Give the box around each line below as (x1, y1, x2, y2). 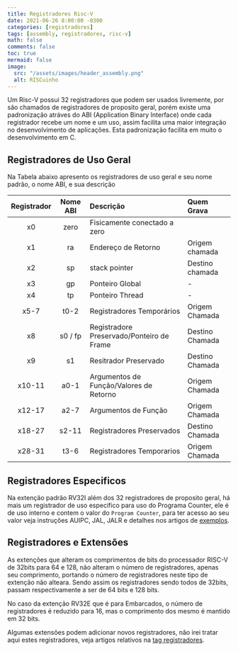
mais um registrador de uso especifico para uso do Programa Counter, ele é (7, 501, 229, 509)
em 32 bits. (7, 614, 40, 623)
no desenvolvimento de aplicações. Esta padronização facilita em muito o (7, 125, 222, 135)
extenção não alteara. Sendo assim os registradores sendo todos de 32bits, (7, 578, 229, 587)
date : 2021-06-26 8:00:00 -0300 (7, 17, 103, 24)
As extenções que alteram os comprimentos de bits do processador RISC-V (7, 555, 229, 564)
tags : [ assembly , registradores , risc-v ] (7, 30, 132, 38)
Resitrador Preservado (89, 356, 165, 366)
